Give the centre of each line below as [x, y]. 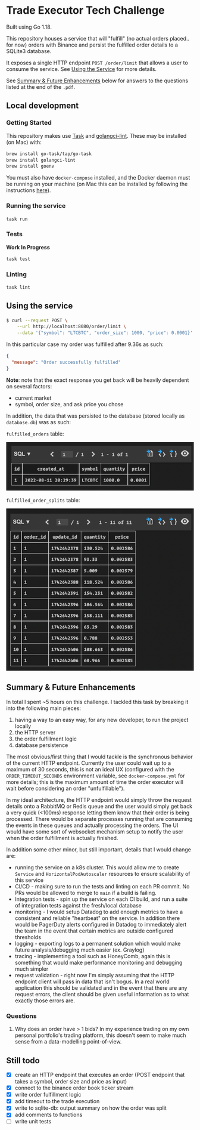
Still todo [23, 1060]
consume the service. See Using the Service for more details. [81, 69]
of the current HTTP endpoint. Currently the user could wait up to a [89, 763]
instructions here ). [29, 190]
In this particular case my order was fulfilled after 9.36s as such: [85, 344]
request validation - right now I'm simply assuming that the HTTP [94, 975]
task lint [18, 287]
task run [17, 219]
